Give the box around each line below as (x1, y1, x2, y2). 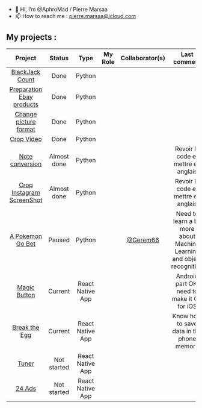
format (16, 125, 35, 133)
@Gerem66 (126, 236, 159, 244)
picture (16, 118, 36, 126)
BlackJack (11, 67, 41, 76)
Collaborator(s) (120, 54, 165, 62)
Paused (48, 236, 70, 244)
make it (171, 294, 192, 303)
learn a (173, 217, 193, 225)
